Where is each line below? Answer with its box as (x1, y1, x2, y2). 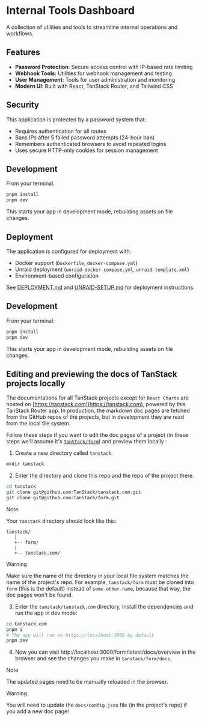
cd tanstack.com (6, 621, 47, 627)
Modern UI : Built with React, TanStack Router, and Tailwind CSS (14, 82, 173, 90)
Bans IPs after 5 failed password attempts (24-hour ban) (14, 133, 155, 141)
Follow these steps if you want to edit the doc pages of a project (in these (6, 431, 189, 439)
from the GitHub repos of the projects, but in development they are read (6, 413, 185, 421)
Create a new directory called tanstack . (14, 449, 113, 457)
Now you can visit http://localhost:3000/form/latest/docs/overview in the (14, 648, 196, 656)
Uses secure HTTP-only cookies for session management (14, 147, 158, 154)
